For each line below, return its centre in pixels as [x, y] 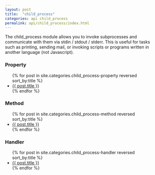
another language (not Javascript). [39, 52]
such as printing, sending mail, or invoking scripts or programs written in [77, 47]
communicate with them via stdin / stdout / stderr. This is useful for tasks [78, 42]
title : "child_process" [30, 14]
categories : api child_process [36, 18]
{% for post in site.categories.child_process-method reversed [73, 114]
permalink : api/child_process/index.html [47, 23]
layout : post [18, 9]
